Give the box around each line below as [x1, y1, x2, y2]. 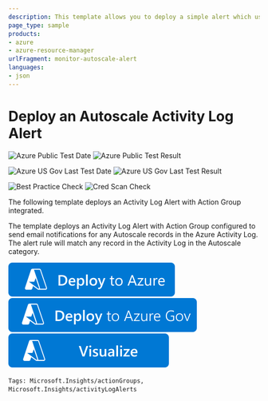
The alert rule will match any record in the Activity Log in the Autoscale [8, 238, 242, 248]
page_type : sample [8, 21, 69, 30]
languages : [8, 64, 45, 72]
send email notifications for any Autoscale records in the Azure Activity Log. [8, 229, 258, 239]
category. [8, 246, 40, 256]
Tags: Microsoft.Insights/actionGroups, [8, 376, 145, 385]
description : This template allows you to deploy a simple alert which [8, 13, 251, 21]
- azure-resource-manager [8, 46, 94, 55]
